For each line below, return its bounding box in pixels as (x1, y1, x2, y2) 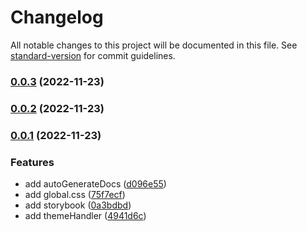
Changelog (10, 6, 104, 29)
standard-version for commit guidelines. (10, 49, 176, 61)
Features (10, 155, 55, 169)
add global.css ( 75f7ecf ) (24, 189, 126, 200)
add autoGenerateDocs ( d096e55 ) (24, 178, 167, 190)
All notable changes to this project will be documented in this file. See (10, 39, 298, 51)
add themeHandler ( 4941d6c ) (24, 210, 147, 221)
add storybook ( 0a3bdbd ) (24, 199, 132, 211)
